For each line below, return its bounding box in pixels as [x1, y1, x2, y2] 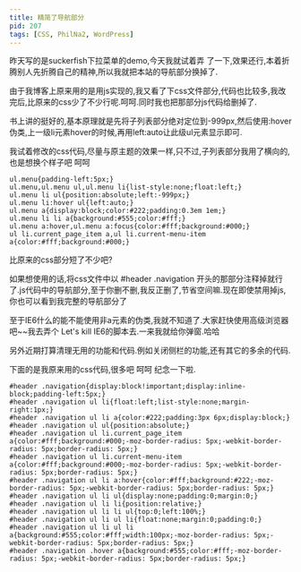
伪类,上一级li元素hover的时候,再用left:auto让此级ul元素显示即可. [9, 127, 243, 138]
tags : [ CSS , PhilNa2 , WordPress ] [9, 30, 134, 38]
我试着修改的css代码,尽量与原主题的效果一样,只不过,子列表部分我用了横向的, [9, 146, 290, 157]
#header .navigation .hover [9, 547, 115, 556]
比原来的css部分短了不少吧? [9, 254, 113, 265]
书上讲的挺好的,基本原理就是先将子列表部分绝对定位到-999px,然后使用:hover [9, 115, 292, 126]
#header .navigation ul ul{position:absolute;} [9, 422, 191, 431]
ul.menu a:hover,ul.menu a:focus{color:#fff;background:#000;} [9, 222, 251, 231]
